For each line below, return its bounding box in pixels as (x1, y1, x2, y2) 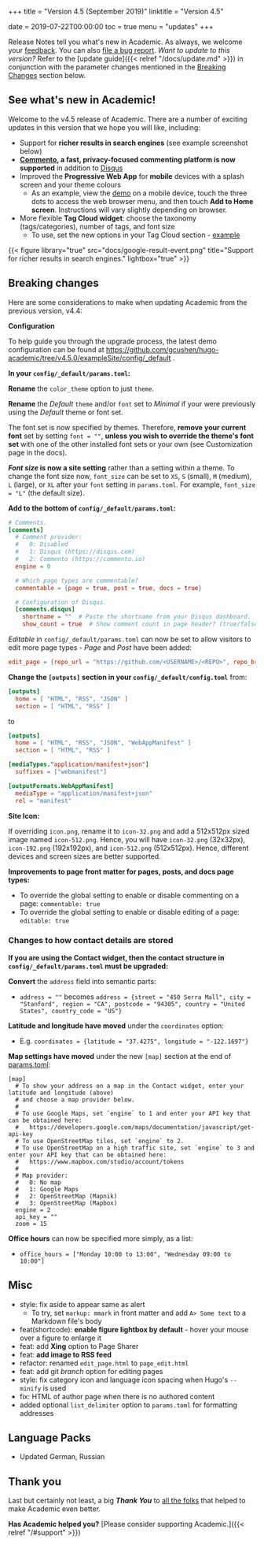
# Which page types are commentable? (15, 577, 139, 585)
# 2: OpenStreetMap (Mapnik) (15, 1192, 118, 1200)
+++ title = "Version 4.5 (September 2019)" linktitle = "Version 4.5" (8, 7, 224, 16)
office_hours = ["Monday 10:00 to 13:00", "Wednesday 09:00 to (19, 1250, 232, 1258)
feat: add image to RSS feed (19, 1350, 112, 1359)
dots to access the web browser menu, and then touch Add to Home (31, 196, 254, 206)
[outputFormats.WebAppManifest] (8, 782, 114, 790)
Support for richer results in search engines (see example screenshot (19, 138, 248, 147)
